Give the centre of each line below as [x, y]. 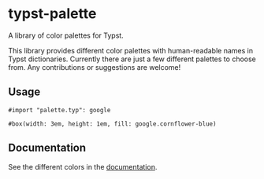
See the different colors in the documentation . [83, 166]
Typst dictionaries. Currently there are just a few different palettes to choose [132, 59]
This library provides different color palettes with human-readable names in [131, 50]
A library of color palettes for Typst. [66, 35]
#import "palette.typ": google [59, 110]
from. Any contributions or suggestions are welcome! [95, 67]
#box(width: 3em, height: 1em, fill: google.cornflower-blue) [112, 124]
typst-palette [52, 14]
